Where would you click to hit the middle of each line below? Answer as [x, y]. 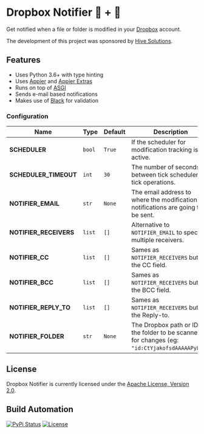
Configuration [27, 116]
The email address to [161, 192]
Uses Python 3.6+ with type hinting [59, 75]
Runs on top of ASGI [41, 87]
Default [114, 132]
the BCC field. [151, 290]
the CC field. [149, 265]
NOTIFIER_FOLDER [37, 336]
